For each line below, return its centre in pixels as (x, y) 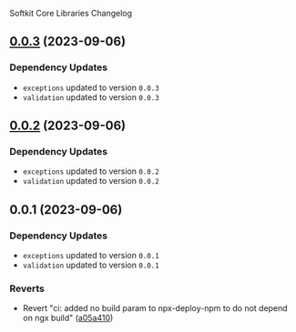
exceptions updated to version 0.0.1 (91, 256)
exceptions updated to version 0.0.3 (91, 87)
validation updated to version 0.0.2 (91, 181)
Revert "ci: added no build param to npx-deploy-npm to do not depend (155, 308)
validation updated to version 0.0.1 (91, 265)
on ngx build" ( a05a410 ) (68, 318)
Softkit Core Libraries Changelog (71, 13)
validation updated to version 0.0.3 (91, 97)
